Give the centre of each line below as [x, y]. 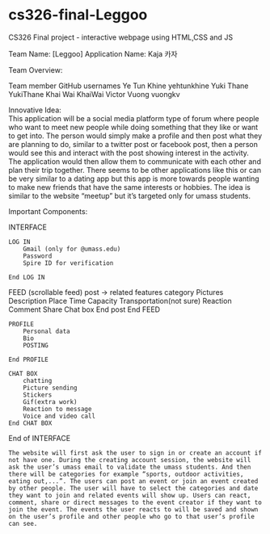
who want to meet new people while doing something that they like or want [133, 127]
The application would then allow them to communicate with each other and [135, 161]
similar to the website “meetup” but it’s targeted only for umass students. [130, 196]
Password [38, 256]
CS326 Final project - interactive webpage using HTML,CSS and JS [120, 37]
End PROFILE [28, 360]
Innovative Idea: [35, 110]
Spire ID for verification [68, 263]
